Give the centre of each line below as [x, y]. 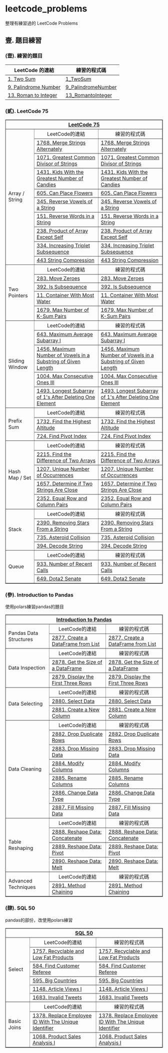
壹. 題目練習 [23, 40]
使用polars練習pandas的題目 [34, 607]
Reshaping [21, 848]
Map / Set [20, 477]
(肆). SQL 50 [20, 908]
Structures [21, 639]
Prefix [15, 420]
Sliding [16, 360]
